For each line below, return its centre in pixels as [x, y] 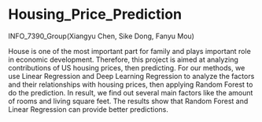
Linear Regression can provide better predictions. [89, 109]
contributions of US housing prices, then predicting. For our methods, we [127, 67]
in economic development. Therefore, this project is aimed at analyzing [123, 59]
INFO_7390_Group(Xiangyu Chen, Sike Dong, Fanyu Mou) [101, 36]
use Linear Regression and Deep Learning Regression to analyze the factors [131, 76]
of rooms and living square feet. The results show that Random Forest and [128, 101]
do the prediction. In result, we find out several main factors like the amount [131, 92]
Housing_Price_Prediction [95, 14]
